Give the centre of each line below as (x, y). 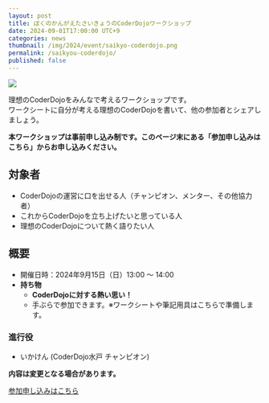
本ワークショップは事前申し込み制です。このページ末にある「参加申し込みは (134, 137)
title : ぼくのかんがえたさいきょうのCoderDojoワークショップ (100, 23)
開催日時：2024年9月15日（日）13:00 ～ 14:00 (97, 274)
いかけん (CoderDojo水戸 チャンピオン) (85, 356)
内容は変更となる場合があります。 (64, 373)
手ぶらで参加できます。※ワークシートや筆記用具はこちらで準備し (139, 304)
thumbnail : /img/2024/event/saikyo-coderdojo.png (93, 46)
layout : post (30, 16)
